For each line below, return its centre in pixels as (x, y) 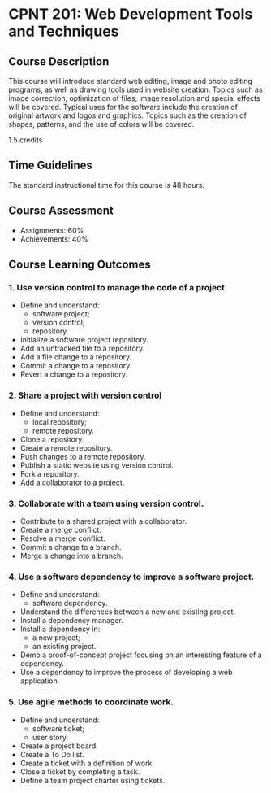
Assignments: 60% (52, 230)
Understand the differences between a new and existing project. (128, 612)
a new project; (56, 638)
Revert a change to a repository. (74, 374)
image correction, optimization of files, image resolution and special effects (134, 98)
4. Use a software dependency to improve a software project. (131, 577)
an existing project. (64, 647)
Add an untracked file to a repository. (82, 349)
